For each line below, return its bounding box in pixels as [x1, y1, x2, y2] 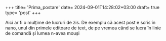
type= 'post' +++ [5, 10, 41, 16]
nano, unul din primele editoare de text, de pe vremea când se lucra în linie [5, 25, 161, 31]
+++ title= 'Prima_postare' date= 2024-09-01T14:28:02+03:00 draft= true [5, 5, 160, 10]
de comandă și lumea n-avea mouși [5, 30, 80, 36]
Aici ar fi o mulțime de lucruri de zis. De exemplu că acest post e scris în [5, 20, 156, 25]
